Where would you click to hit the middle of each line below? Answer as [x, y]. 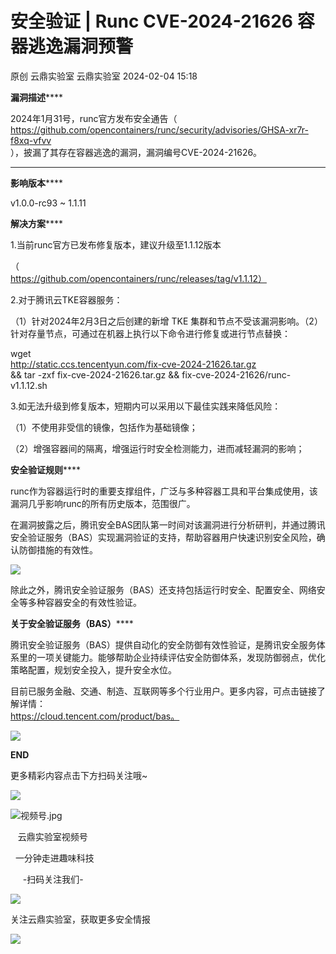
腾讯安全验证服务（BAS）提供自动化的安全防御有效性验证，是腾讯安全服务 [163, 644]
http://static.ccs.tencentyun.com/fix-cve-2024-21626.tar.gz [133, 364]
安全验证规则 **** [46, 469]
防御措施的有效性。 [58, 549]
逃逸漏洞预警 [81, 46]
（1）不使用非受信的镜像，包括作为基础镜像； [104, 427]
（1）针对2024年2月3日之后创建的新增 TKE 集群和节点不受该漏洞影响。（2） [166, 321]
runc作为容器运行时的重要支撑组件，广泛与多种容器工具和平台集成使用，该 [164, 491]
